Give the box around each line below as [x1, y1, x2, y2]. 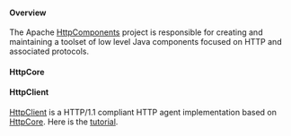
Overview [9, 7, 47, 18]
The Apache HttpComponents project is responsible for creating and [9, 27, 263, 38]
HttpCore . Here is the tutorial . [9, 116, 119, 127]
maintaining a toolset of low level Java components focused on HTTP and [9, 37, 282, 47]
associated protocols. [9, 46, 90, 57]
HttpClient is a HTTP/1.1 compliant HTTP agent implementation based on [9, 107, 277, 117]
